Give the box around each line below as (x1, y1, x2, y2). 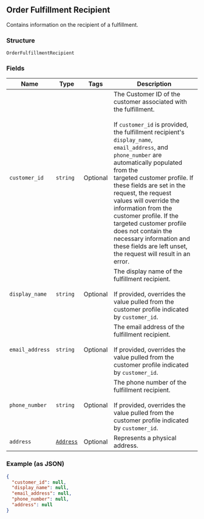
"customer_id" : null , (12, 479, 67, 486)
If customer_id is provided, (113, 120, 189, 129)
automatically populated (113, 158, 183, 167)
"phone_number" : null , (12, 496, 69, 503)
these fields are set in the (113, 181, 186, 190)
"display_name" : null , (12, 485, 69, 491)
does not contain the (113, 227, 172, 235)
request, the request (113, 189, 172, 197)
